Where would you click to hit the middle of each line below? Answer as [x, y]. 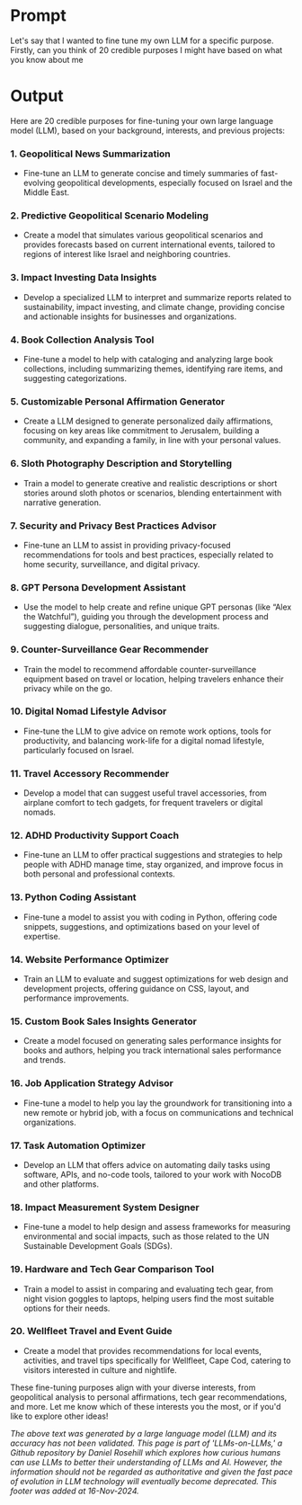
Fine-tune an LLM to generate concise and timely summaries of [141, 174]
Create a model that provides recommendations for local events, [142, 1350]
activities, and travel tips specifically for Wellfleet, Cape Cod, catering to [157, 1360]
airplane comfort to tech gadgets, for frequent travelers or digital [143, 803]
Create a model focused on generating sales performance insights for [152, 1041]
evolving [39, 183]
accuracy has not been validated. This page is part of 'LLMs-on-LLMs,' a [146, 1443]
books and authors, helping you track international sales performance [152, 1051]
